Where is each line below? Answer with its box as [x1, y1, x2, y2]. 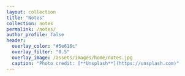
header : [6, 37, 26, 44]
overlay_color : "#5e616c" [12, 44, 78, 50]
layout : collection [6, 9, 56, 15]
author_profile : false [6, 32, 64, 38]
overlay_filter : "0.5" [12, 49, 70, 55]
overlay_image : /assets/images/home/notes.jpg [12, 55, 133, 61]
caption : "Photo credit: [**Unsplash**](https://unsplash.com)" [12, 60, 179, 66]
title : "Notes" [6, 15, 45, 21]
